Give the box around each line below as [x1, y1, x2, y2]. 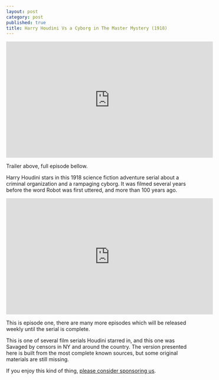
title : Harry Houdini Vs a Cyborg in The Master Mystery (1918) [6, 25, 168, 31]
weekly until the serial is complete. [6, 326, 90, 333]
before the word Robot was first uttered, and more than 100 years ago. [6, 186, 178, 194]
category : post [6, 14, 44, 20]
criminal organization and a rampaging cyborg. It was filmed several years [6, 181, 186, 188]
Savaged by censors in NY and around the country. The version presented [6, 343, 187, 350]
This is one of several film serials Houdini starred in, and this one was [6, 337, 175, 344]
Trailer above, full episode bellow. [6, 163, 88, 170]
